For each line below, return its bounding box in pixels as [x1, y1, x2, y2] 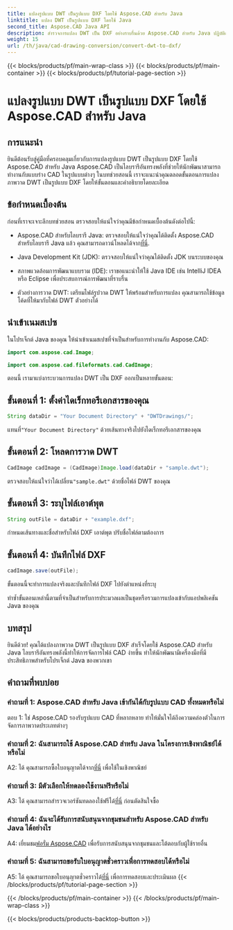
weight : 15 [7, 36, 39, 43]
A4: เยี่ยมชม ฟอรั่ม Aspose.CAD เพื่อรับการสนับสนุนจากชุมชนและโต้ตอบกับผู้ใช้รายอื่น [7, 839, 208, 847]
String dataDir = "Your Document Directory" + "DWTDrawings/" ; [7, 413, 194, 420]
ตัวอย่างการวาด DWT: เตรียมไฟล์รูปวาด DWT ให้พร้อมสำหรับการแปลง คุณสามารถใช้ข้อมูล [17, 288, 225, 296]
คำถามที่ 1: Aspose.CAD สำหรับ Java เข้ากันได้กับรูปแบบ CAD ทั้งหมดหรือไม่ [7, 697, 224, 707]
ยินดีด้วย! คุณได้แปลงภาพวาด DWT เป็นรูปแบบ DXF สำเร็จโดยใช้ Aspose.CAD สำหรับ [7, 640, 213, 649]
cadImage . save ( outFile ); [7, 567, 79, 575]
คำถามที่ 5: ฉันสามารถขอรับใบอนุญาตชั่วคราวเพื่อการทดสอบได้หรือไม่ [7, 856, 189, 866]
